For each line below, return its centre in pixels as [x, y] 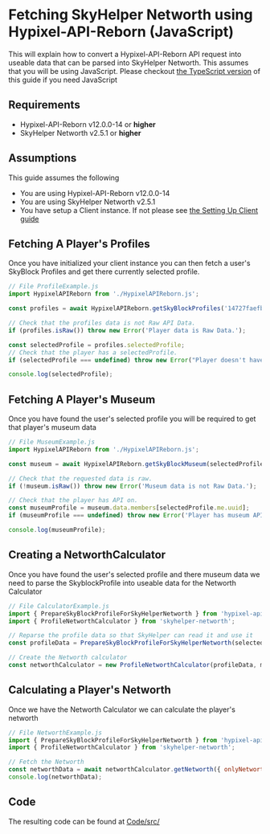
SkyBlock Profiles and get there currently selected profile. [104, 272]
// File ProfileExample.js [53, 287]
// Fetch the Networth [46, 762]
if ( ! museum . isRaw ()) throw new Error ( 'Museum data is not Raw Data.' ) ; [133, 486]
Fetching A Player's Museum [82, 399]
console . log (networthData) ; [55, 777]
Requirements [44, 105]
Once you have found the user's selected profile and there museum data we [134, 574]
